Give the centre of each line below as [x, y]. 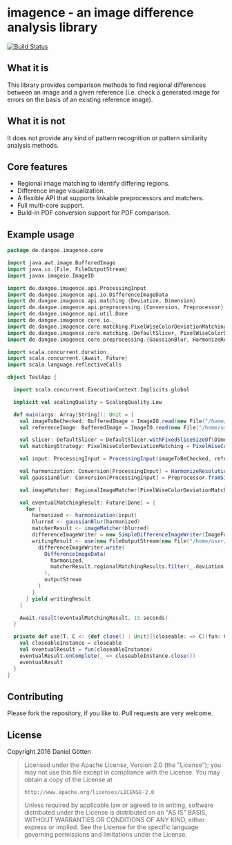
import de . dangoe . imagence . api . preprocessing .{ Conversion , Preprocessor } [116, 308]
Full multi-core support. [50, 206]
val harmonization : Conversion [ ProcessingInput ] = [94, 472]
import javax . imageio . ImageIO [51, 275]
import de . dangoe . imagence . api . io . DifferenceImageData [88, 295]
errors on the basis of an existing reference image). [80, 99]
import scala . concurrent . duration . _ [60, 352]
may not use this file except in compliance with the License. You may [122, 773]
